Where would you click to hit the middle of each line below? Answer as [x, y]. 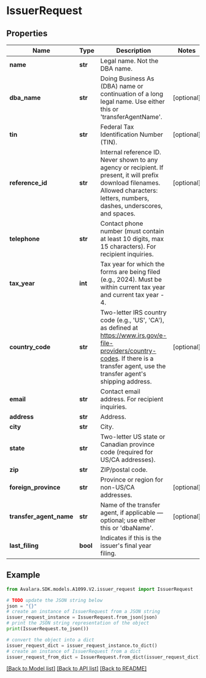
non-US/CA [117, 487]
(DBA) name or [122, 86]
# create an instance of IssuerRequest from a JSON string [83, 612]
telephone [25, 239]
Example [23, 575]
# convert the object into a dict [51, 640]
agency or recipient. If [132, 168]
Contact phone [122, 223]
